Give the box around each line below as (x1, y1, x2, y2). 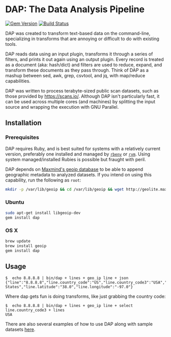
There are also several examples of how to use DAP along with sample (5, 321, 153, 327)
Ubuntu (5, 199, 24, 206)
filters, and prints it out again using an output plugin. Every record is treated (5, 56, 164, 62)
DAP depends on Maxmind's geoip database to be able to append (5, 166, 144, 172)
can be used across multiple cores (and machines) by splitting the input (5, 98, 155, 105)
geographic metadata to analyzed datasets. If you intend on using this (5, 171, 152, 177)
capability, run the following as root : (5, 177, 81, 183)
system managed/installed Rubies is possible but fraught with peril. (5, 156, 146, 162)
